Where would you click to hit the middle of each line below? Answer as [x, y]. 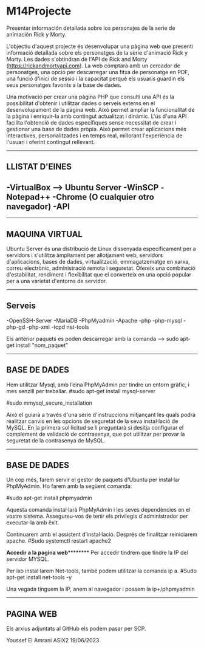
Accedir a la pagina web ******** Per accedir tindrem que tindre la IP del [97, 553]
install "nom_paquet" [42, 345]
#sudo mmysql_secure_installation [49, 403]
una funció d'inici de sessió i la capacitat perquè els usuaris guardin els [96, 78]
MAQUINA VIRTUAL [45, 234]
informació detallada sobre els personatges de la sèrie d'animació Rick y [97, 52]
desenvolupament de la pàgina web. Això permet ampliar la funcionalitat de [101, 109]
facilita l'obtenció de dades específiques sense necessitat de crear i [91, 122]
